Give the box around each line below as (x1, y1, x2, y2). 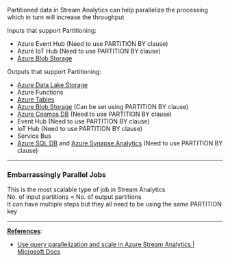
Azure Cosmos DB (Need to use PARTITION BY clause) (16, 110, 172, 118)
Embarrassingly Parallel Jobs (7, 169, 106, 179)
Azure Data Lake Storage (16, 81, 88, 88)
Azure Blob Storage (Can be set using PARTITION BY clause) (16, 103, 189, 110)
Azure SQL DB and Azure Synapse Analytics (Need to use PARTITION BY (16, 139, 223, 147)
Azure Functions (16, 88, 64, 96)
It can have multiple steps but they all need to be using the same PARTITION (7, 200, 222, 209)
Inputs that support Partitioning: (7, 27, 97, 34)
